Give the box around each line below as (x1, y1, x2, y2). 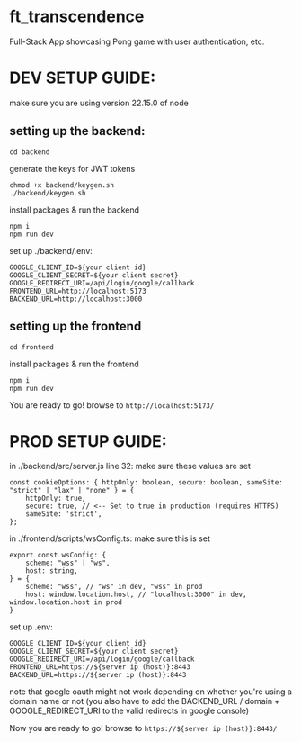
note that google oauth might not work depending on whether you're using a (9, 686, 292, 697)
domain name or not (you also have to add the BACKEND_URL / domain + (9, 696, 280, 707)
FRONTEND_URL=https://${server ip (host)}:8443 (9, 663, 191, 672)
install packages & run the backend (9, 204, 140, 215)
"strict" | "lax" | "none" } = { (9, 486, 135, 495)
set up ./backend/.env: (9, 245, 93, 256)
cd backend (9, 147, 50, 157)
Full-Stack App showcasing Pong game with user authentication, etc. (9, 36, 265, 47)
